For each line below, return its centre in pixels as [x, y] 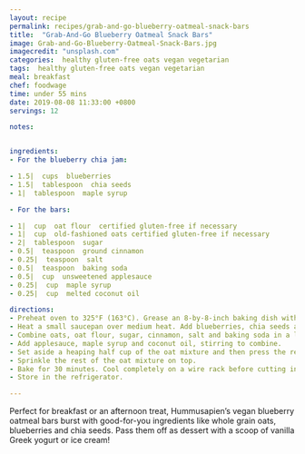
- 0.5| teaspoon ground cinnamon [77, 252]
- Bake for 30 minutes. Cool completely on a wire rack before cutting [148, 369]
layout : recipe [38, 18]
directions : [32, 310]
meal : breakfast [40, 77]
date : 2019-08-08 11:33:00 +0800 [73, 102]
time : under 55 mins [49, 94]
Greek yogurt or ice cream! [60, 440]
